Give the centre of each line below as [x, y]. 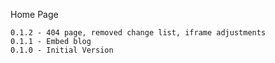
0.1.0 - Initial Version [62, 50]
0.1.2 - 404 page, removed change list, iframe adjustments [138, 33]
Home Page [34, 14]
